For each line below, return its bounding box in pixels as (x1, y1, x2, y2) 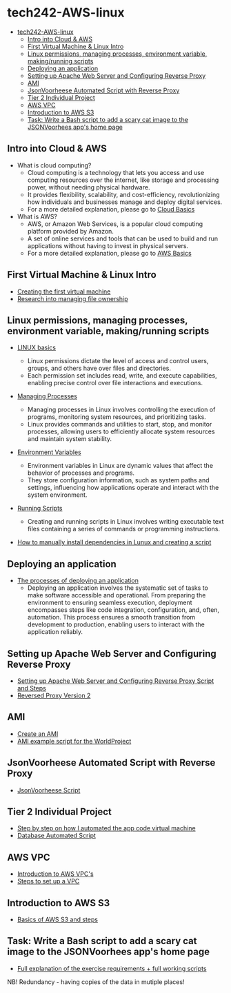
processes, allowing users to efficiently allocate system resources (27, 427, 215, 436)
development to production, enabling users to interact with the (27, 620, 205, 628)
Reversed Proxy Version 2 (17, 691, 91, 699)
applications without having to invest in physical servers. (27, 241, 188, 249)
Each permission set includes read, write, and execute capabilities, (27, 371, 217, 380)
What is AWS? (17, 212, 57, 221)
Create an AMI (17, 729, 59, 738)
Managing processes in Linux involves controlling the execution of (27, 405, 216, 414)
